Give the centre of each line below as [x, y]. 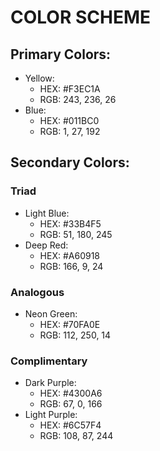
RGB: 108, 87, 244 [76, 436]
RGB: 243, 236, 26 [78, 99]
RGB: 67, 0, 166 [71, 404]
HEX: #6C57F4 [70, 425]
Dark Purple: [50, 383]
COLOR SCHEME [80, 17]
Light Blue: [47, 213]
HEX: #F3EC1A [70, 89]
